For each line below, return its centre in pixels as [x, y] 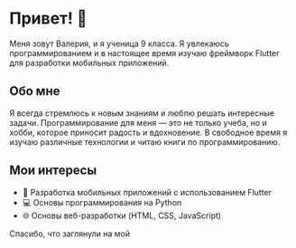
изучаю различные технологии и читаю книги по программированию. [145, 142]
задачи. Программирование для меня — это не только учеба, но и [139, 122]
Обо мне [35, 91]
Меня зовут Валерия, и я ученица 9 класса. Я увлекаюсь [120, 43]
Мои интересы [53, 171]
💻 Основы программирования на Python [102, 202]
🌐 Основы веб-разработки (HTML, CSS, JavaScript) [122, 215]
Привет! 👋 [48, 19]
